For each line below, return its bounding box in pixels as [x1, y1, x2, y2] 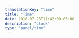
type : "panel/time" [5, 26, 46, 31]
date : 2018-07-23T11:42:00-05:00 [5, 16, 75, 21]
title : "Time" [5, 12, 35, 17]
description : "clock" [5, 21, 50, 26]
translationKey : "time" [5, 7, 55, 12]
